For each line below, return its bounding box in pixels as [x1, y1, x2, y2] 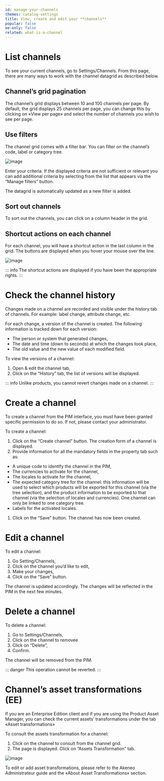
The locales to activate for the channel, [12, 474, 92, 480]
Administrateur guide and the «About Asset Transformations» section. [5, 770, 147, 776]
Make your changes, [12, 569, 54, 574]
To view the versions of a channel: [5, 356, 75, 362]
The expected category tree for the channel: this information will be [12, 479, 149, 485]
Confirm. [12, 647, 31, 653]
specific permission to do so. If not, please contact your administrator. [5, 419, 148, 425]
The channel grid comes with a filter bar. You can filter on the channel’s [5, 144, 150, 150]
